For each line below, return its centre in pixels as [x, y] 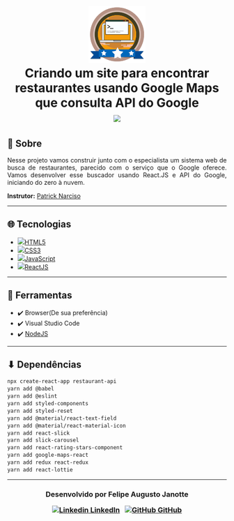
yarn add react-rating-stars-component [65, 448]
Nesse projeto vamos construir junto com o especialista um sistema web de [117, 160]
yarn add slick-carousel [43, 440]
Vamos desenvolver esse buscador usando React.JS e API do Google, [117, 175]
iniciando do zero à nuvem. [46, 182]
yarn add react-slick [39, 433]
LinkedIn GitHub [136, 510]
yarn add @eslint [32, 396]
